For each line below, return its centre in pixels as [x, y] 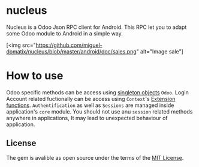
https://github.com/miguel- [69, 45]
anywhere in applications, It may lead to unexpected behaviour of [87, 118]
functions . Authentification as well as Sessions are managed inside [90, 105]
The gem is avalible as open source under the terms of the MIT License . [95, 157]
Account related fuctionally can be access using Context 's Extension [91, 99]
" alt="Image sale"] [160, 51]
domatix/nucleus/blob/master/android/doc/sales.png [71, 51]
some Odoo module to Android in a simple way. [64, 33]
